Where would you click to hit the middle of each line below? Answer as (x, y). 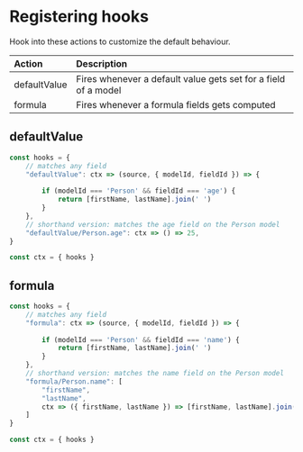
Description (102, 63)
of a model (99, 90)
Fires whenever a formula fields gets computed (176, 104)
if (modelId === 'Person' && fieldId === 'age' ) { (139, 191)
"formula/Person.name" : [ (74, 381)
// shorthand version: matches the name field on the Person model (155, 374)
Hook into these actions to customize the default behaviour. (120, 41)
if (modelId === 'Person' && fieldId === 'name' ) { (141, 339)
